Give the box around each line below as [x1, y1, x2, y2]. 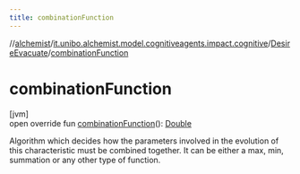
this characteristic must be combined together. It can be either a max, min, [9, 144, 284, 155]
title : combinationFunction [9, 13, 115, 22]
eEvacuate [9, 47, 48, 58]
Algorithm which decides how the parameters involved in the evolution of [9, 135, 279, 146]
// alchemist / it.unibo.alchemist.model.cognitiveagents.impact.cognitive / [9, 38, 271, 48]
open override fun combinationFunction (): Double [9, 117, 193, 128]
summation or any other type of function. [9, 154, 161, 165]
